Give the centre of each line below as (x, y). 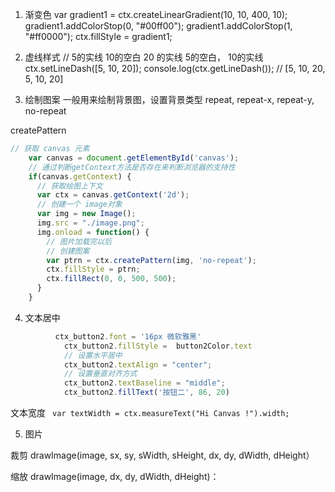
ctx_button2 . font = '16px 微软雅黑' (128, 336)
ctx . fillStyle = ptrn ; (93, 269)
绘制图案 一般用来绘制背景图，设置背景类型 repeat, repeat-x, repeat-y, (169, 99)
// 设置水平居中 (93, 355)
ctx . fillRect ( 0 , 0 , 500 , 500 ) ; (111, 279)
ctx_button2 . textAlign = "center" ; (138, 364)
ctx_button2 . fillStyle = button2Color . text (158, 346)
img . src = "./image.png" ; (90, 223)
